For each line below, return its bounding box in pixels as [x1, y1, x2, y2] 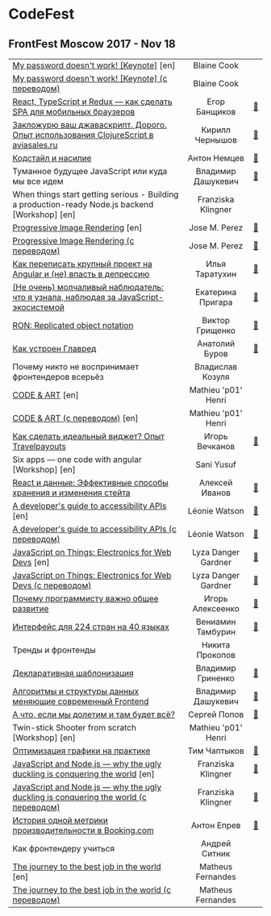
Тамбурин [196, 627, 236, 637]
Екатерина [194, 287, 237, 298]
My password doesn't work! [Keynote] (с [12, 73, 168, 84]
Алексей [198, 477, 233, 488]
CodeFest [8, 5, 75, 23]
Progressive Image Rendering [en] [12, 223, 143, 233]
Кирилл [201, 124, 231, 135]
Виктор [201, 315, 231, 326]
